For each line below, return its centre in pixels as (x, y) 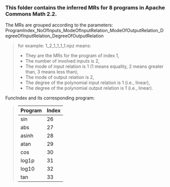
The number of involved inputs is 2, (63, 61)
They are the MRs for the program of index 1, (72, 56)
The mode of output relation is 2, (60, 77)
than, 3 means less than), (52, 72)
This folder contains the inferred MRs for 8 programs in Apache (85, 8)
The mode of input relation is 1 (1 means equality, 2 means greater (94, 66)
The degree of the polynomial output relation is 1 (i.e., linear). (89, 88)
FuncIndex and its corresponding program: (50, 98)
